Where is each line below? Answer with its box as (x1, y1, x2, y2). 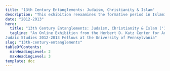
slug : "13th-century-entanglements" (5, 40, 82, 45)
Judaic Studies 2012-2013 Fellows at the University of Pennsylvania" (5, 35, 157, 40)
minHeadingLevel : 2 (10, 49, 51, 54)
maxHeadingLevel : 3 (10, 53, 51, 59)
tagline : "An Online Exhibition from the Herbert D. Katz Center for (10, 30, 159, 35)
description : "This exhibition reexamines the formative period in (5, 12, 151, 17)
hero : (5, 21, 17, 26)
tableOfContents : (5, 44, 42, 49)
